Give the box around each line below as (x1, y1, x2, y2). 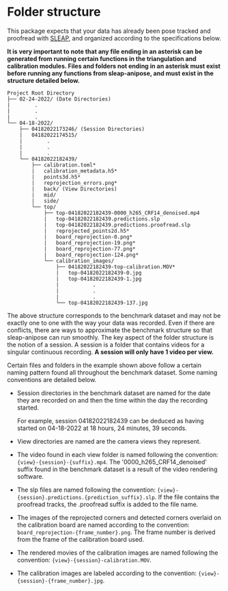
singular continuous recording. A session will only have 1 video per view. (7, 347, 214, 356)
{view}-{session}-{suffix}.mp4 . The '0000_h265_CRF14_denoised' (16, 457, 207, 466)
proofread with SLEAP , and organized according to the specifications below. (7, 34, 222, 42)
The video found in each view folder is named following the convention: (16, 450, 218, 459)
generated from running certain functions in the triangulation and (7, 54, 197, 62)
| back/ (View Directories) (31, 186, 117, 192)
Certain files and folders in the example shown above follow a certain (7, 361, 202, 369)
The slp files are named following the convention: (16, 486, 156, 494)
